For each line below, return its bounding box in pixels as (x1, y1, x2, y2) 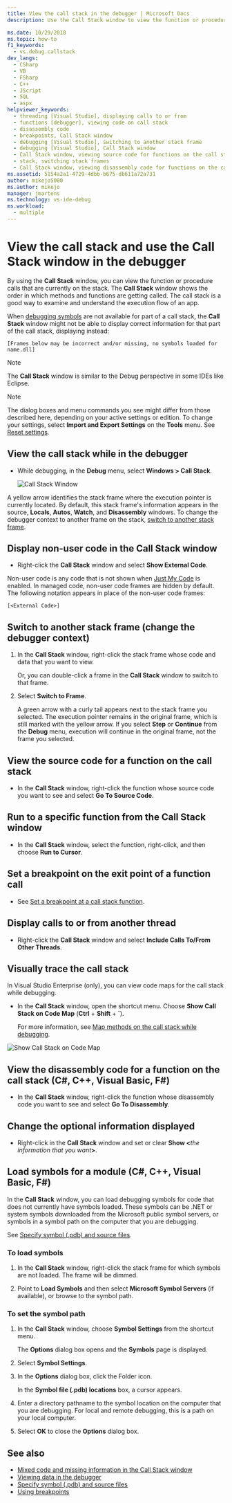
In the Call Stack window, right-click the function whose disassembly (17, 1093, 215, 1101)
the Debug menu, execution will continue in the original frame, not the (17, 727, 216, 736)
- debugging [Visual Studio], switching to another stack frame (13, 138, 202, 145)
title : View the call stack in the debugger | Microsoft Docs (7, 10, 190, 17)
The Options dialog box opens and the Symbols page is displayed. (17, 1345, 209, 1354)
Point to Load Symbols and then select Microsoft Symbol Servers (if (17, 1284, 214, 1293)
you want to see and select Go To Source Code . (17, 792, 154, 800)
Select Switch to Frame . (17, 692, 86, 700)
